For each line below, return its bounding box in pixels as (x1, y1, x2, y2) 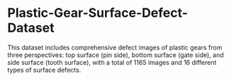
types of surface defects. (7, 66, 81, 74)
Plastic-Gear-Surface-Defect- (7, 5, 188, 21)
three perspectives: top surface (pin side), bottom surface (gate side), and (7, 51, 225, 59)
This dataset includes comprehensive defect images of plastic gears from (7, 43, 222, 51)
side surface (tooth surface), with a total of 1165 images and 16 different (7, 58, 217, 66)
